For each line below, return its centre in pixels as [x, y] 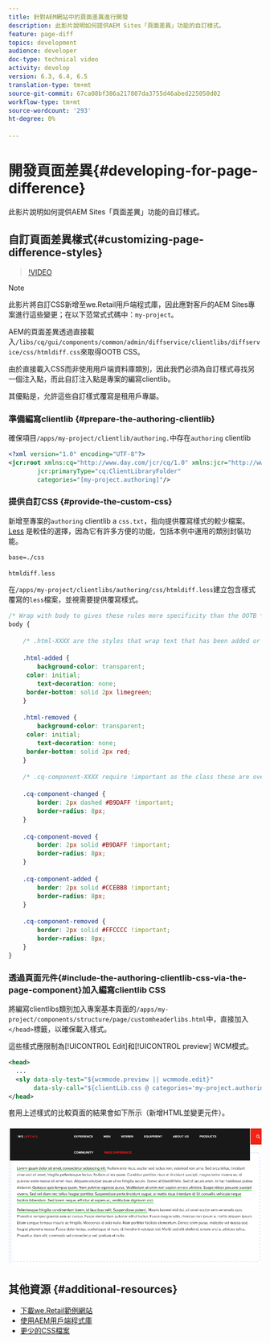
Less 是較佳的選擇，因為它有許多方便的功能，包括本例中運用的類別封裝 [126, 531]
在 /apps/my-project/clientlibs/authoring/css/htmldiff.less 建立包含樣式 [132, 589]
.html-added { [46, 658]
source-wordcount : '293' [50, 110]
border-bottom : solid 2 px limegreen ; [89, 692]
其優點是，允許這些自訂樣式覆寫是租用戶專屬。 [86, 396]
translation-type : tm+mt [50, 85]
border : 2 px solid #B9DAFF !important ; [104, 845]
